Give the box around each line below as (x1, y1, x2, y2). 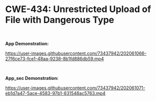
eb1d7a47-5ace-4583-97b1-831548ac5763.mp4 (5, 90, 106, 96)
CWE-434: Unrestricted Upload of (5, 4, 151, 15)
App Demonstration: (5, 40, 49, 46)
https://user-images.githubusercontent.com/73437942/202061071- (5, 84, 145, 91)
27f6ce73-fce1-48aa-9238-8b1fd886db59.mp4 (5, 55, 105, 61)
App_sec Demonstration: (5, 75, 59, 81)
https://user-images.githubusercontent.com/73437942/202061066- (5, 50, 147, 56)
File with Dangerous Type (5, 14, 115, 26)
